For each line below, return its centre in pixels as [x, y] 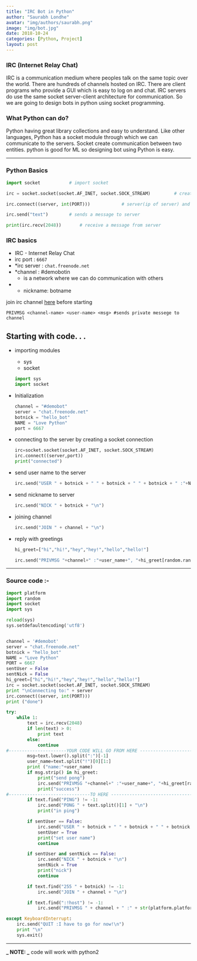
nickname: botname [47, 291]
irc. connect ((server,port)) [49, 456]
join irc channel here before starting [49, 302]
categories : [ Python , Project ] [44, 39]
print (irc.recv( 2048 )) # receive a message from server [84, 225]
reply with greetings [39, 539]
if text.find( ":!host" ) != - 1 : [65, 903]
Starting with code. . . [46, 336]
